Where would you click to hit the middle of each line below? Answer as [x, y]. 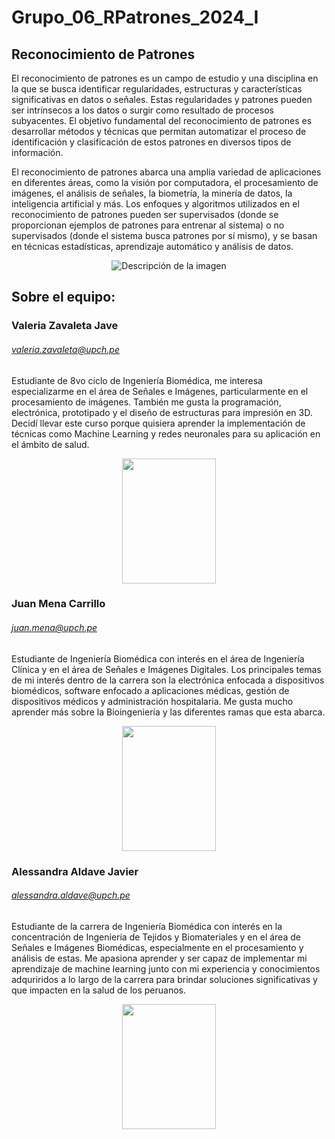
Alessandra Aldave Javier [75, 871]
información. [37, 152]
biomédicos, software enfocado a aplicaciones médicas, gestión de [150, 690]
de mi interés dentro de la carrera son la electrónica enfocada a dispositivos [168, 680]
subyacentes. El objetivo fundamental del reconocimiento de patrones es [162, 120]
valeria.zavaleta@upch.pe [65, 349]
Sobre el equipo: [63, 297]
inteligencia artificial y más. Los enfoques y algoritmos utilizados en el [155, 204]
